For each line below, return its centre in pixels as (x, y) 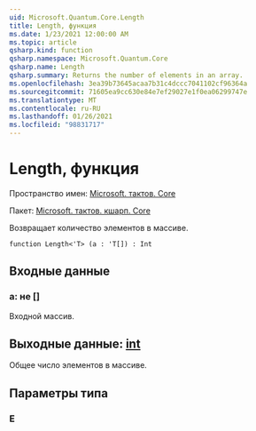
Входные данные (60, 271)
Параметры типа (59, 393)
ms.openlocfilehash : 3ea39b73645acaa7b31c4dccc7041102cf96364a (128, 84)
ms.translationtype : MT (53, 100)
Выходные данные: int (75, 344)
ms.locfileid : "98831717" (57, 125)
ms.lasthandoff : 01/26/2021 (61, 116)
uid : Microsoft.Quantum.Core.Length (77, 17)
